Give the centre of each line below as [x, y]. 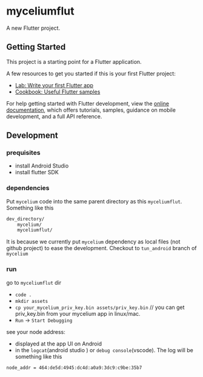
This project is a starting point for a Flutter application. [74, 61]
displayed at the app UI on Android [58, 344]
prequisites [23, 153]
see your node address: [36, 331]
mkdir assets [32, 301]
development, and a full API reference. [54, 116]
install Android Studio [42, 166]
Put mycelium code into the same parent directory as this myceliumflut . [94, 201]
